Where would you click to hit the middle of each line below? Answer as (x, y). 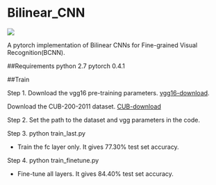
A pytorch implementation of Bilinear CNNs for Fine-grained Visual (102, 45)
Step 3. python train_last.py (46, 133)
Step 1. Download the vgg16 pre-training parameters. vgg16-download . (108, 92)
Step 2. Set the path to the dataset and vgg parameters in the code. (103, 120)
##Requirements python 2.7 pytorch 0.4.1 (66, 66)
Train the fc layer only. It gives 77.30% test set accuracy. (98, 147)
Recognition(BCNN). (36, 52)
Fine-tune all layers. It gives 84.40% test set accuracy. (95, 174)
